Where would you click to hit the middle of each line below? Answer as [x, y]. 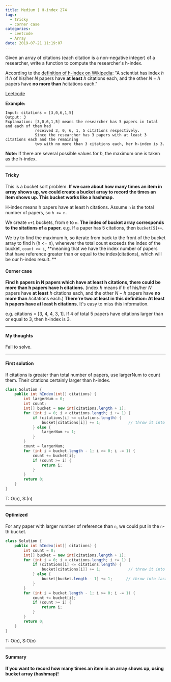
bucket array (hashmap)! [32, 674]
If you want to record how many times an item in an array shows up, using [84, 668]
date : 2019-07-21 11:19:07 [34, 43]
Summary [16, 657]
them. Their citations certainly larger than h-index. [58, 380]
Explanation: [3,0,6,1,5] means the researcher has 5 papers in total [82, 122]
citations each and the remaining [42, 139]
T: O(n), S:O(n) [21, 641]
